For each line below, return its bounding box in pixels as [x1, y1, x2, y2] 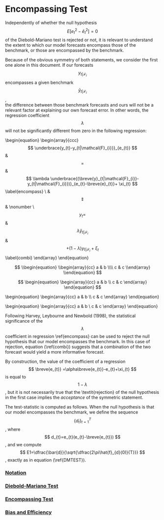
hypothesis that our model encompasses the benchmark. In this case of [5, 338, 150, 344]
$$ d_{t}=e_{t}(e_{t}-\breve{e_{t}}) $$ [44, 434, 121, 440]
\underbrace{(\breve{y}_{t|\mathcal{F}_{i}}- [50, 175, 139, 181]
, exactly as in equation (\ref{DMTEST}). [5, 457, 86, 463]
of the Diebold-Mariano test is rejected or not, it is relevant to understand [5, 37, 153, 43]
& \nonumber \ [5, 204, 34, 210]
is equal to [5, 374, 26, 380]
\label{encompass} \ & [5, 188, 51, 194]
